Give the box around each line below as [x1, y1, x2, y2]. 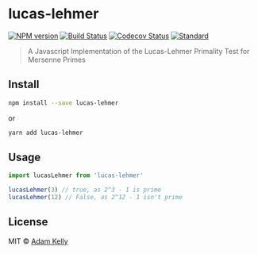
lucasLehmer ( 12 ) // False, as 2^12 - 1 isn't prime [8, 194, 183, 202]
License [8, 215, 48, 229]
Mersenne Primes [27, 55, 86, 64]
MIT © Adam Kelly [8, 236, 69, 246]
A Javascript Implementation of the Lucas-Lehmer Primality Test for [27, 46, 250, 56]
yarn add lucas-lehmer [8, 129, 83, 137]
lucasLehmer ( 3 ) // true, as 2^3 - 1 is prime [8, 186, 161, 194]
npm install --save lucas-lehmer [8, 98, 119, 107]
